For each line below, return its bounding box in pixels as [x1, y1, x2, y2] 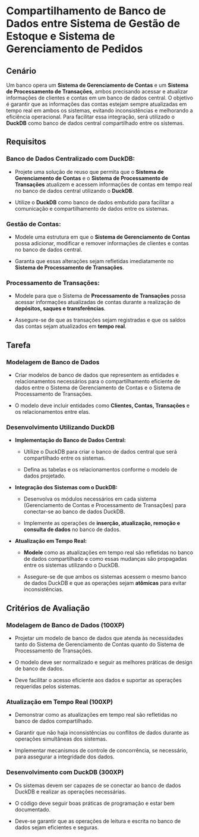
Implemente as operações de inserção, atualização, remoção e [23, 520, 180, 527]
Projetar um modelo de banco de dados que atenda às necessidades [14, 634, 184, 641]
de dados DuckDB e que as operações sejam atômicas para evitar [23, 579, 187, 587]
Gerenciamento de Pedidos [6, 42, 143, 56]
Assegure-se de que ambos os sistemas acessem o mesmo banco [23, 573, 187, 580]
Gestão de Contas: [6, 220, 61, 228]
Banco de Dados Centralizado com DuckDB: [6, 155, 135, 163]
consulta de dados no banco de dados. [23, 526, 121, 533]
